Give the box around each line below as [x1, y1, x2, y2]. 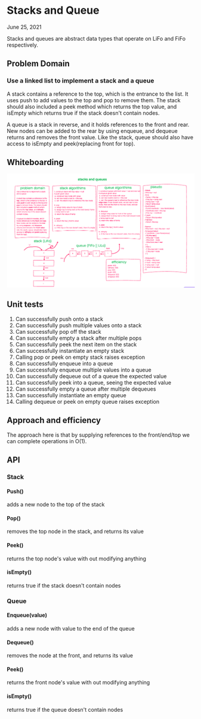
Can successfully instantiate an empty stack [15, 347, 125, 354]
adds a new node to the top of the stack [7, 501, 105, 508]
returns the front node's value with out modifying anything [7, 679, 150, 686]
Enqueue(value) [7, 611, 47, 619]
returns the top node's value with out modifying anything [7, 555, 147, 562]
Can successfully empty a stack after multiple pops [15, 334, 142, 342]
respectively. [7, 41, 38, 48]
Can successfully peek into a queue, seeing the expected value [15, 379, 172, 386]
